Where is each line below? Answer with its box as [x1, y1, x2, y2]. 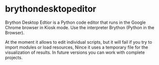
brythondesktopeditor [5, 3, 96, 15]
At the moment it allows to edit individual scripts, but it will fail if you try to [5, 39, 152, 45]
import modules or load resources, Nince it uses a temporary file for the [5, 44, 148, 50]
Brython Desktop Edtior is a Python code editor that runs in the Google [5, 19, 146, 25]
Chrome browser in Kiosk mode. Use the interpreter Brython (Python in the [5, 24, 155, 30]
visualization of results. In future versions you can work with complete [5, 49, 145, 55]
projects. [5, 54, 23, 60]
